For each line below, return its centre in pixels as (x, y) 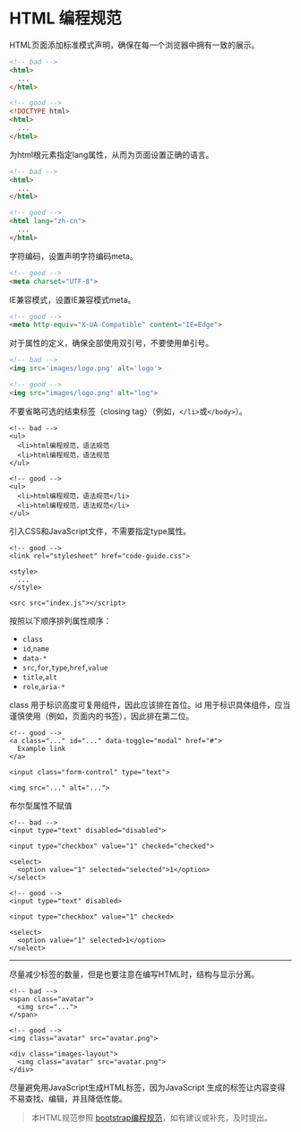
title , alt (40, 677)
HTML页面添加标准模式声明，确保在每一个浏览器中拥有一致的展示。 (134, 45)
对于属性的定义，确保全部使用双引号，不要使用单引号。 (111, 343)
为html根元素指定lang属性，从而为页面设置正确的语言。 (112, 154)
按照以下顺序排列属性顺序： (60, 620)
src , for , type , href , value (65, 667)
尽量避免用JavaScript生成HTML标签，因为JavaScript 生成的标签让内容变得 (147, 1087)
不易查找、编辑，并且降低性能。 (68, 1098)
